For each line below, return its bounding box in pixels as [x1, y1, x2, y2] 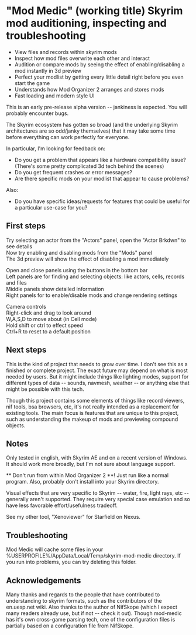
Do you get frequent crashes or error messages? [14, 168, 133, 175]
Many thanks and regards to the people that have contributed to [6, 591, 160, 598]
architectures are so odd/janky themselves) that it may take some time [6, 127, 176, 134]
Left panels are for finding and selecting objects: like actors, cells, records [6, 273, 185, 280]
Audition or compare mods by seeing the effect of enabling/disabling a [14, 60, 185, 68]
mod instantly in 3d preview [14, 67, 82, 74]
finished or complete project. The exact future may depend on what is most [6, 367, 188, 374]
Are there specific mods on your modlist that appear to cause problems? [14, 175, 190, 182]
